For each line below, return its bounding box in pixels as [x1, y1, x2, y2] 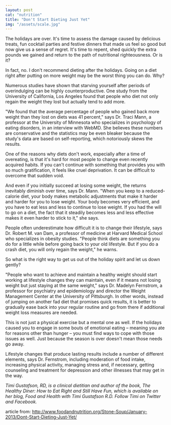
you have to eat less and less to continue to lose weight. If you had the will [5, 204, 162, 210]
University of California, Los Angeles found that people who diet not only [5, 93, 158, 99]
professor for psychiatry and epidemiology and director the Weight [5, 288, 146, 294]
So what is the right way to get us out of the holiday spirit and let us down [5, 256, 160, 262]
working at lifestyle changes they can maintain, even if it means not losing [5, 277, 161, 283]
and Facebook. [5, 399, 37, 405]
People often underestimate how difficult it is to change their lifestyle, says [5, 225, 162, 231]
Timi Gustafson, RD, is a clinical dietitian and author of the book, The [5, 383, 151, 389]
